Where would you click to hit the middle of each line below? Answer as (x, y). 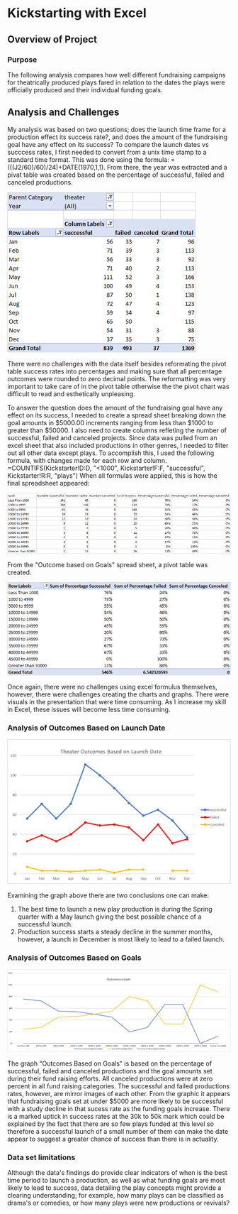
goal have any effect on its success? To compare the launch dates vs (108, 144)
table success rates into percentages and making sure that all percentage (115, 371)
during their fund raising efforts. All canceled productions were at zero (110, 1078)
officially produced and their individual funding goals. (85, 89)
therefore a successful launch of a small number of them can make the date (118, 1131)
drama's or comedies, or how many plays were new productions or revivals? (119, 1203)
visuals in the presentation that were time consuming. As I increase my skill (117, 701)
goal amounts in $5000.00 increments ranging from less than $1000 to (110, 422)
